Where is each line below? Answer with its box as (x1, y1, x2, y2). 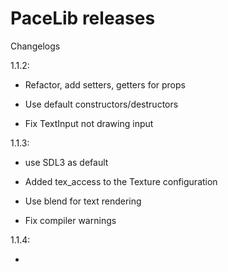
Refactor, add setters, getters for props (24, 78, 186, 91)
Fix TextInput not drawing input (24, 117, 154, 129)
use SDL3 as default (24, 156, 109, 168)
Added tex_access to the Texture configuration (24, 175, 218, 187)
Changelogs (10, 40, 61, 52)
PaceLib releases (10, 7, 156, 30)
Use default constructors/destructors (24, 98, 179, 110)
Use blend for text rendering (24, 195, 142, 207)
